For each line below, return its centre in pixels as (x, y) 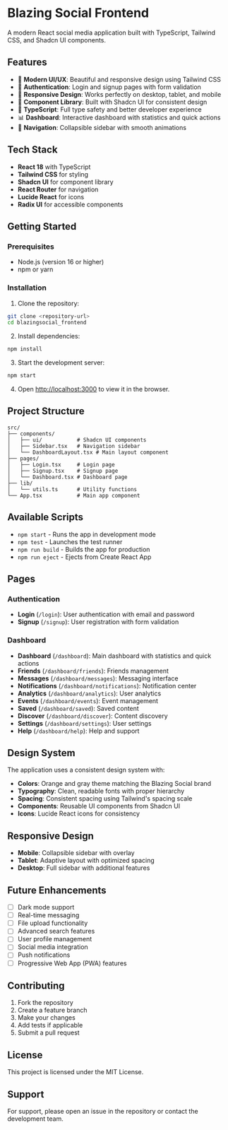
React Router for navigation (58, 189)
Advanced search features (56, 931)
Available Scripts (45, 517)
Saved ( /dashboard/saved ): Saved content (78, 708)
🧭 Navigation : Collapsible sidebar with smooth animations (102, 127)
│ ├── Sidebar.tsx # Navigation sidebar (74, 446)
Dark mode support (46, 907)
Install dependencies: (49, 336)
